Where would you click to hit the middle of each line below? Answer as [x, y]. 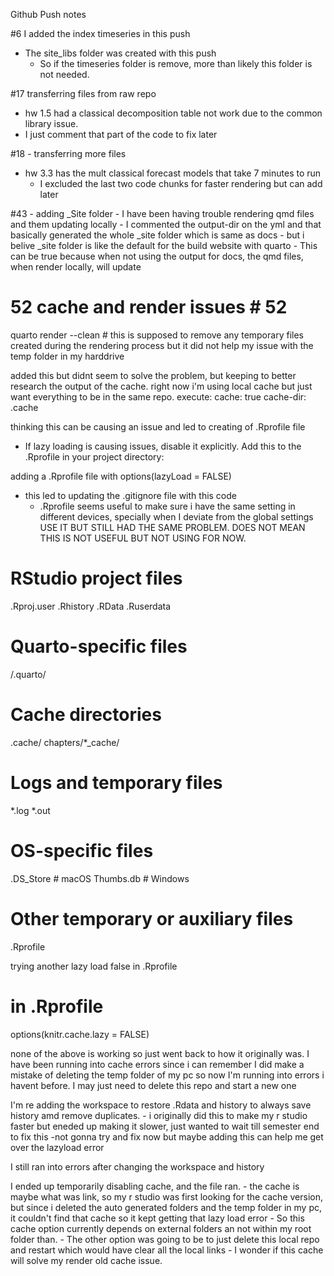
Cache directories [86, 715]
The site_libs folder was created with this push [120, 53]
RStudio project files [96, 578]
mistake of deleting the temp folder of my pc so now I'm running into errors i [167, 1075]
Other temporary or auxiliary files [152, 918]
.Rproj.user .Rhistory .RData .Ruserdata [91, 606]
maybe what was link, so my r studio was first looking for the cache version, [166, 1196]
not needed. [64, 74]
